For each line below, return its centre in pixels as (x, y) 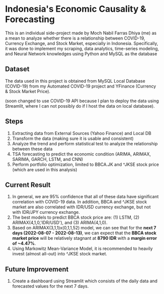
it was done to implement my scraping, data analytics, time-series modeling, (82, 48)
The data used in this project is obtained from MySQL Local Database (75, 81)
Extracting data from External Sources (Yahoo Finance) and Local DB (82, 133)
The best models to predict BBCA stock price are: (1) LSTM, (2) (76, 217)
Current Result (28, 185)
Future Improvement (37, 269)
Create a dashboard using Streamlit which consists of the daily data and (85, 281)
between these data (32, 149)
